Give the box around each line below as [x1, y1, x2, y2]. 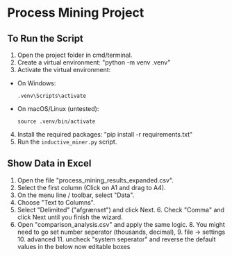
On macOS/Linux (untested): [17, 105, 99, 112]
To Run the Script [7, 33, 83, 44]
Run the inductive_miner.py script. [17, 137, 117, 146]
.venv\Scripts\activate [17, 92, 87, 99]
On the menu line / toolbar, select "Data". [17, 191, 135, 199]
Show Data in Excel [7, 157, 92, 169]
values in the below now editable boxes [17, 242, 131, 250]
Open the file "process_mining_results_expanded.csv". [17, 176, 174, 185]
